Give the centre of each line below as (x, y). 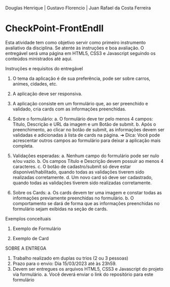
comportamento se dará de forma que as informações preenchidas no (86, 203)
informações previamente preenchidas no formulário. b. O (73, 198)
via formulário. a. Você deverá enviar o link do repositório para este (83, 274)
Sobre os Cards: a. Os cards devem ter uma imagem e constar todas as (87, 192)
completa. (23, 146)
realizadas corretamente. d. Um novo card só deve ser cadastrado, (83, 177)
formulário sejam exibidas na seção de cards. (60, 209)
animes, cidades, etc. (35, 83)
